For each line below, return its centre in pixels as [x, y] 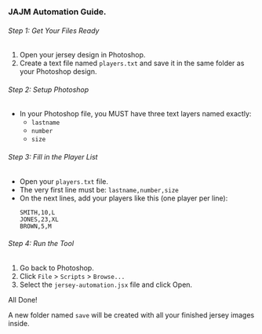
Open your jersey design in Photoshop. [82, 55]
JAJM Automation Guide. [57, 12]
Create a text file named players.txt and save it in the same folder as [132, 63]
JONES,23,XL [39, 219]
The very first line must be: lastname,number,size [99, 189]
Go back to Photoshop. [56, 268]
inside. [19, 323]
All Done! [23, 299]
